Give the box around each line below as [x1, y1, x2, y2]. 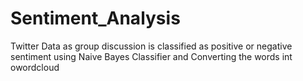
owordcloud [10, 61, 60, 73]
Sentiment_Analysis [10, 7, 181, 30]
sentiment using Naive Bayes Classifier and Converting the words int [10, 50, 293, 62]
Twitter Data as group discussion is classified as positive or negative [10, 40, 293, 52]
